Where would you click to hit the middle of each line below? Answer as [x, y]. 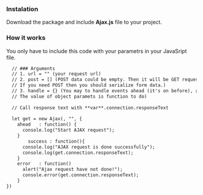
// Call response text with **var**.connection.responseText [90, 107]
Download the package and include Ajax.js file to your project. [84, 22]
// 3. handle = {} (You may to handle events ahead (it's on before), [102, 91]
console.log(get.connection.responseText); [78, 153]
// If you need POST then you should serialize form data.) [89, 85]
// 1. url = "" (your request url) [56, 74]
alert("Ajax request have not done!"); [72, 170]
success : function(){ [56, 141]
